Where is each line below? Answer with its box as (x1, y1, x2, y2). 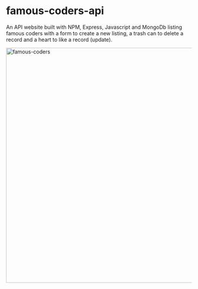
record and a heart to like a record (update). (6, 36, 113, 43)
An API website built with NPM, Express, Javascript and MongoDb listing (6, 23, 183, 31)
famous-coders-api (6, 4, 104, 18)
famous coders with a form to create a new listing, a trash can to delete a (6, 29, 184, 36)
